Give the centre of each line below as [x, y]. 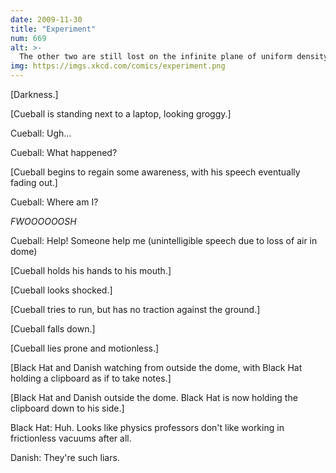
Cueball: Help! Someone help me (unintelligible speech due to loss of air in [164, 240]
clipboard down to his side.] [67, 408]
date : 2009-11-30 [46, 19]
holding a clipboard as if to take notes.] [91, 378]
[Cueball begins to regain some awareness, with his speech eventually [155, 172]
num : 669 [28, 38]
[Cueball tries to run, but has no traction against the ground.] [135, 309]
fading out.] [34, 182]
